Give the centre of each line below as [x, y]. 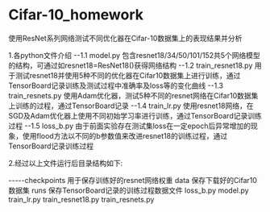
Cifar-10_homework [76, 15]
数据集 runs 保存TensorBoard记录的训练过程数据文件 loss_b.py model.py [129, 190]
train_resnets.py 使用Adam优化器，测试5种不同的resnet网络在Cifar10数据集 [133, 95]
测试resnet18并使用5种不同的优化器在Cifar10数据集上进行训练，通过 [128, 75]
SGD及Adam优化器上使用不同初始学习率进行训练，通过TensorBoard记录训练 [135, 115]
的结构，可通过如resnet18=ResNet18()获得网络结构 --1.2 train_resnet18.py [131, 65]
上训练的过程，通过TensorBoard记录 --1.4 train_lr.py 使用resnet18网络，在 [131, 106]
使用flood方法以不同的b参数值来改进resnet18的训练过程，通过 [125, 135]
